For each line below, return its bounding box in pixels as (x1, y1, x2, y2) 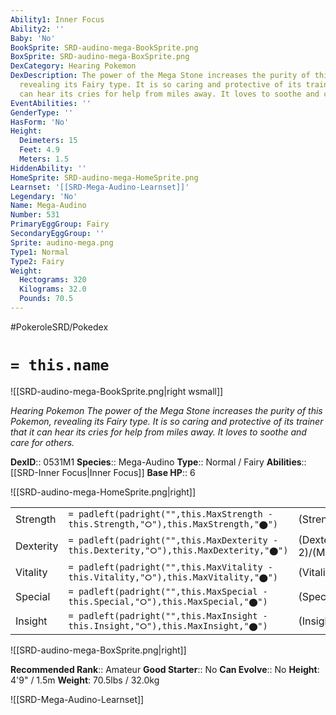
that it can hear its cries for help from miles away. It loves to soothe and (10, 426, 307, 438)
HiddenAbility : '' (10, 163, 87, 173)
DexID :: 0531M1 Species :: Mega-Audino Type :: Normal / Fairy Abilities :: (10, 456, 307, 468)
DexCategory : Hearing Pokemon (10, 61, 137, 71)
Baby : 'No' (10, 33, 56, 43)
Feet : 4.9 (19, 145, 60, 155)
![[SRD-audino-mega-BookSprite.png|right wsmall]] (10, 385, 224, 397)
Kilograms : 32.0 (19, 284, 87, 295)
